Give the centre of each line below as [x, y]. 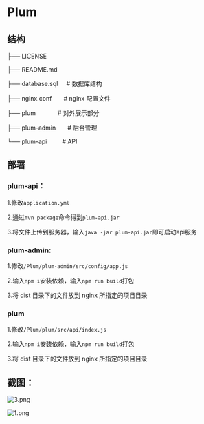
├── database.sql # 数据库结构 [55, 84]
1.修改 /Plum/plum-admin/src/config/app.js [68, 265]
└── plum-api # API [42, 141]
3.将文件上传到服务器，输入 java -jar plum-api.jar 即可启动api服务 [102, 232]
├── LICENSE [27, 56]
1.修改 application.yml [38, 202]
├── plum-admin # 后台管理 [52, 128]
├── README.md [32, 69]
